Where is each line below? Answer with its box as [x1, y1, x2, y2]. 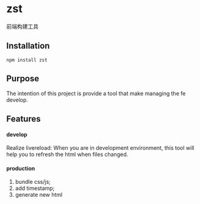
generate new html [15, 191, 63, 199]
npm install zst [6, 57, 48, 63]
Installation [6, 41, 50, 51]
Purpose [6, 74, 40, 84]
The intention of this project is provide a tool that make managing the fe [6, 90, 186, 97]
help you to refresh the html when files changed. [6, 151, 129, 158]
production [6, 164, 35, 172]
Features [6, 113, 41, 124]
